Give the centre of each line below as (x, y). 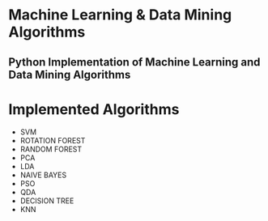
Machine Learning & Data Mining (120, 15)
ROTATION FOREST (53, 140)
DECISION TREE (47, 201)
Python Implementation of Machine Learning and (134, 62)
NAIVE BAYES (43, 175)
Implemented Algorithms (94, 109)
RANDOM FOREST (51, 149)
